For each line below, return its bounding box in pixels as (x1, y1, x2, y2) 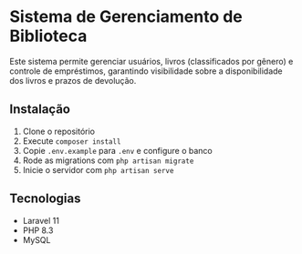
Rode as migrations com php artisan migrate (22, 155, 194, 166)
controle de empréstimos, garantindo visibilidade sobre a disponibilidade (9, 66, 283, 76)
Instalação (9, 102, 71, 117)
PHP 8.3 (22, 225, 54, 236)
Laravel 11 (22, 215, 59, 226)
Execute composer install (22, 135, 121, 147)
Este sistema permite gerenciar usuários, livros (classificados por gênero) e (9, 56, 294, 66)
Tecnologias (9, 191, 81, 207)
